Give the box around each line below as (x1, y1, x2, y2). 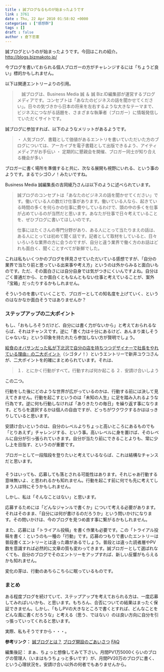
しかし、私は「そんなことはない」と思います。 (5, 494, 99, 500)
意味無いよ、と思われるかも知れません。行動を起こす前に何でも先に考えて (5, 478, 154, 483)
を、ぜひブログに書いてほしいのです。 (17, 216, 94, 222)
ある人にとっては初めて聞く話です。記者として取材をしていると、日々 (17, 233, 157, 239)
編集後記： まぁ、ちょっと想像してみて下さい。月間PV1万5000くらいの (5, 649, 148, 655)
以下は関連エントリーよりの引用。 (5, 80, 74, 86)
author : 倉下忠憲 (5, 35, 40, 40)
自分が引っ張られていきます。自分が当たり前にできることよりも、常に (13, 435, 154, 441)
